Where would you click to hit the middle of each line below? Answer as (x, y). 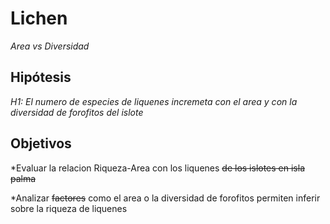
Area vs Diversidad (50, 46)
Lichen (39, 18)
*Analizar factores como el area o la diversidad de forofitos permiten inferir (165, 198)
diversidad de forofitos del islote (77, 112)
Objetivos (41, 143)
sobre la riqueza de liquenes (69, 208)
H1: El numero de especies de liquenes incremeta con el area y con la (154, 101)
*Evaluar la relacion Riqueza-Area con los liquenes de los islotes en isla (157, 168)
